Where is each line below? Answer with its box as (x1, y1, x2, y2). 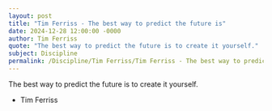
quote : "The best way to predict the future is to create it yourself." (8, 42, 259, 50)
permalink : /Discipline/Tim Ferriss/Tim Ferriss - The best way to (8, 58, 241, 66)
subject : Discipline (8, 49, 79, 58)
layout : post (8, 11, 53, 20)
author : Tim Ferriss (8, 34, 79, 43)
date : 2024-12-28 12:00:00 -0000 (8, 27, 121, 35)
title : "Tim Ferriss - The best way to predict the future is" (8, 19, 227, 28)
